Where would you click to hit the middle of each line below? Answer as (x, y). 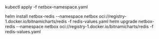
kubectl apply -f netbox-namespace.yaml (46, 7)
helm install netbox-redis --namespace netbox (52, 16)
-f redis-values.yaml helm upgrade (103, 21)
